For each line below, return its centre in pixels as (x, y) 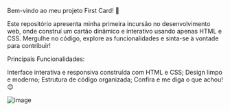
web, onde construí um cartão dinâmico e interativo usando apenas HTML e (114, 31)
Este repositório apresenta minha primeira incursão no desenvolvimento (109, 24)
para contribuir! (29, 46)
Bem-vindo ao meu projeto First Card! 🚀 (64, 11)
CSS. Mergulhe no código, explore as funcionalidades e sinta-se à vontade (113, 38)
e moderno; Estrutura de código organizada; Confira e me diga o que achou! (115, 79)
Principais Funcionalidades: (46, 59)
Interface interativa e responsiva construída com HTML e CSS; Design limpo (115, 72)
